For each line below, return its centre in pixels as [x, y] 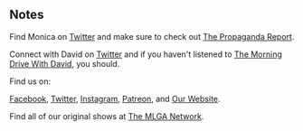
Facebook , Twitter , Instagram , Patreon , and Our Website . [115, 98]
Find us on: [30, 81]
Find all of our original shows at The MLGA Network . [107, 116]
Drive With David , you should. [65, 63]
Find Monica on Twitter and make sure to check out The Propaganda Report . [152, 36]
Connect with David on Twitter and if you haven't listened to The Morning [146, 54]
